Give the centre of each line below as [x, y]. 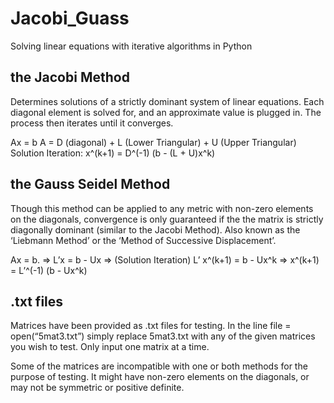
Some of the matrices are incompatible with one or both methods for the [159, 366]
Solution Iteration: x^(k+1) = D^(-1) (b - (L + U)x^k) [113, 153]
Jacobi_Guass [70, 18]
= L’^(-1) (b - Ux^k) [49, 270]
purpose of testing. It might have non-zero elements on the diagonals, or [160, 377]
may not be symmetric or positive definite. [97, 388]
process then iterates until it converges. [92, 123]
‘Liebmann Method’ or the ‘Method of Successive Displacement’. [143, 240]
